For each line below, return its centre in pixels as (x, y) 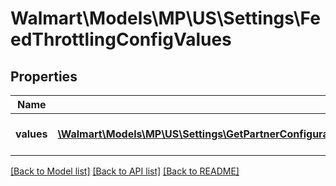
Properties (44, 76)
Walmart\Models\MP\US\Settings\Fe (165, 18)
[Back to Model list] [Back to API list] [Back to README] (125, 171)
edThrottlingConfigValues (121, 39)
